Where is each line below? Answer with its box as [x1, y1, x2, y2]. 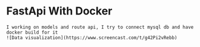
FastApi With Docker [6, 4, 113, 18]
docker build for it [6, 29, 59, 36]
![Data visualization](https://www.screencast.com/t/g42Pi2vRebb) [6, 34, 178, 40]
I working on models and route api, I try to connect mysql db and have [6, 24, 194, 30]
